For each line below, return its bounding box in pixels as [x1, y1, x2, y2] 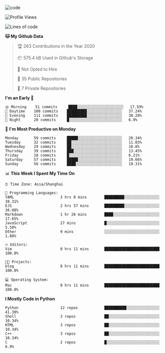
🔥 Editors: [5, 242, 28, 247]
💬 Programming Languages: [5, 190, 58, 195]
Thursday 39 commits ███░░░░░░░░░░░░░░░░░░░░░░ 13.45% [5, 148, 142, 153]
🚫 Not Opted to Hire [17, 67, 58, 72]
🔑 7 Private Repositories [17, 85, 66, 91]
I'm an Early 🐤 [5, 95, 34, 101]
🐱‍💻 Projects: [5, 259, 32, 264]
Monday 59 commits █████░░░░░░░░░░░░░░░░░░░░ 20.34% [5, 136, 142, 141]
